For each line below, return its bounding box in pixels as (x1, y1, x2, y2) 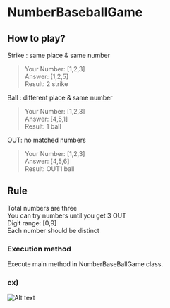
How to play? (7, 32, 66, 45)
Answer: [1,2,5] (24, 72, 69, 81)
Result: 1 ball (24, 122, 61, 131)
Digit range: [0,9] (7, 218, 57, 227)
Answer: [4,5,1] (24, 114, 68, 123)
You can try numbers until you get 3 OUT (7, 211, 127, 220)
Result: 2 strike (24, 80, 68, 88)
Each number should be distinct (7, 226, 100, 235)
